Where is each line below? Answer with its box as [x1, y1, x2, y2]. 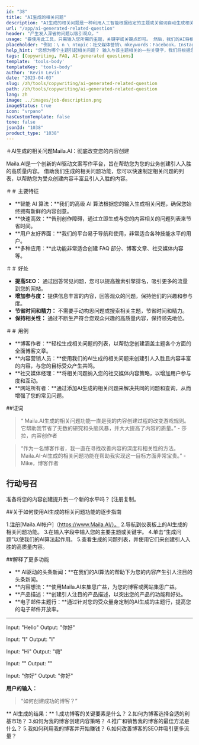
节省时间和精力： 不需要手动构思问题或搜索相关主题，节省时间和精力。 [14, 307, 188, 314]
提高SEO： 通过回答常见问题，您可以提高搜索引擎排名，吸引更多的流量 [14, 277, 188, 284]
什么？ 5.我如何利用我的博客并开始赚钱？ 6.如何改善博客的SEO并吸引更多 [6, 725, 185, 732]
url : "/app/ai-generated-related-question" [6, 25, 115, 32]
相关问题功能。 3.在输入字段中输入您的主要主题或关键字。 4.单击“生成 [6, 528, 176, 535]
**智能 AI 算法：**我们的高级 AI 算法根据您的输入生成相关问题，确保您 [14, 200, 187, 207]
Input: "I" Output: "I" [6, 636, 55, 643]
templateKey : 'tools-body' [6, 64, 73, 70]
